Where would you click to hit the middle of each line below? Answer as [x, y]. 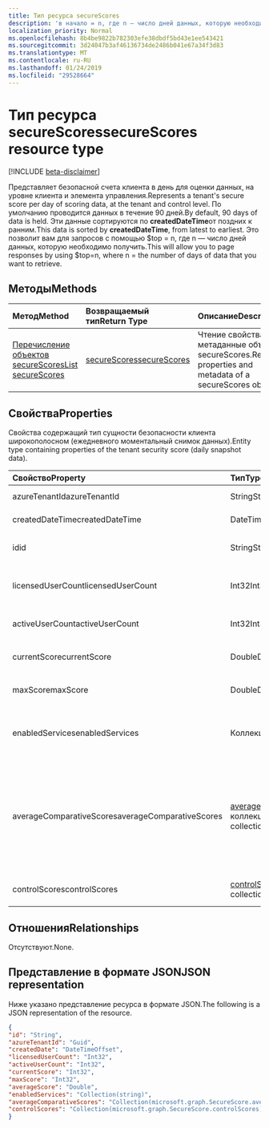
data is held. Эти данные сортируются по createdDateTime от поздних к [130, 220]
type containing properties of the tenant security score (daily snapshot [125, 450]
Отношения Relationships [74, 928]
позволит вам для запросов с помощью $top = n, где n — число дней [127, 238]
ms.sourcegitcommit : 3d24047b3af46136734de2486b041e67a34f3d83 [116, 46]
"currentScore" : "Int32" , [51, 1072]
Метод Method [41, 316]
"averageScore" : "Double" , [53, 1087]
